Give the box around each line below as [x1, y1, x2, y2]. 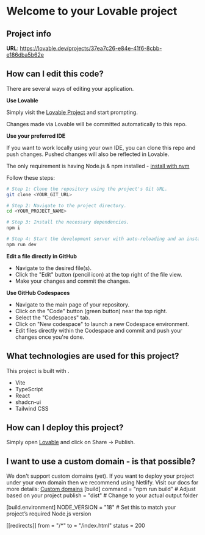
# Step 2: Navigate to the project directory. [6, 202, 127, 208]
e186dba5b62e [6, 51, 45, 58]
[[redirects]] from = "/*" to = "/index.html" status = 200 [6, 522, 145, 530]
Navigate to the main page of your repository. [15, 300, 130, 308]
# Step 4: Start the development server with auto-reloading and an [6, 236, 184, 242]
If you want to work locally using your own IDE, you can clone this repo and [6, 144, 196, 151]
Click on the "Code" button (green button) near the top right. [15, 307, 168, 314]
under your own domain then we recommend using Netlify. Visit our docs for [6, 479, 199, 486]
